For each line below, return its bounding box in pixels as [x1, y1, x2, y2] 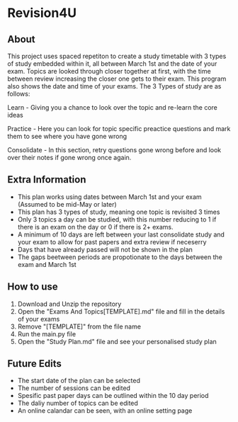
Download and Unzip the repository [17, 300, 122, 308]
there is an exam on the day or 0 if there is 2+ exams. [17, 222, 174, 231]
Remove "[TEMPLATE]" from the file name [17, 322, 142, 331]
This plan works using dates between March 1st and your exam [17, 193, 202, 201]
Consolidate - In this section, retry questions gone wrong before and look [7, 146, 222, 154]
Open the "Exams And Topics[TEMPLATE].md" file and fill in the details [17, 307, 225, 316]
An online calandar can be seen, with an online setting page [17, 406, 193, 415]
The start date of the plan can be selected [17, 377, 140, 385]
